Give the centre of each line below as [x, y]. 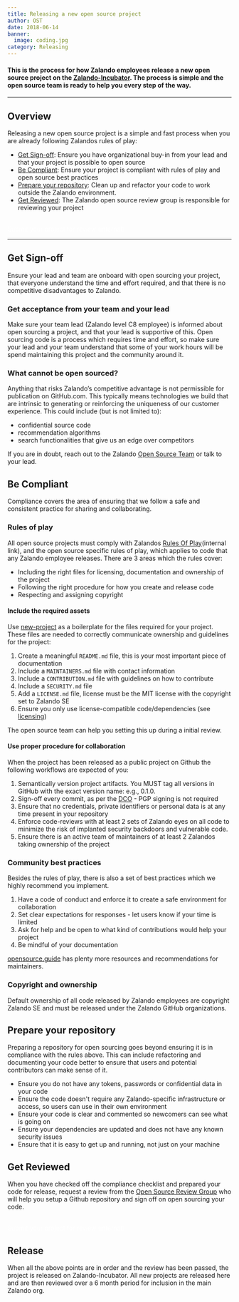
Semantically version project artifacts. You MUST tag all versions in [116, 783]
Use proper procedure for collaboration [67, 746]
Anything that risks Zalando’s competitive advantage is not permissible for [116, 388]
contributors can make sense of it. [58, 1070]
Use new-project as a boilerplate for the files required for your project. [110, 626]
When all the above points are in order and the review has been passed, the [118, 1267]
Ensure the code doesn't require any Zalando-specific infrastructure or [121, 1099]
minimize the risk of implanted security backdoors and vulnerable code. [123, 829]
